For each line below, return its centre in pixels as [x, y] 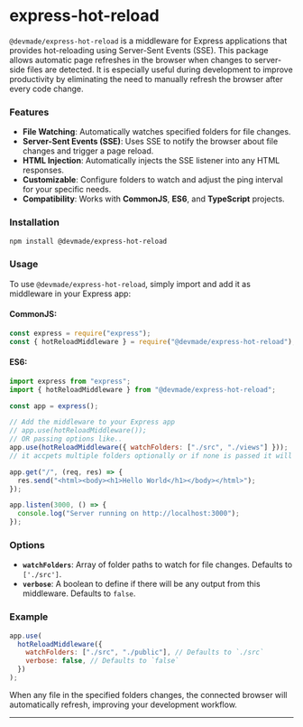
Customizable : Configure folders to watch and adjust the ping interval [153, 180]
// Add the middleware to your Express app [92, 422]
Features [29, 112]
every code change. [46, 89]
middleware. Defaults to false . [79, 593]
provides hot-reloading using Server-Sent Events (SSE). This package [139, 50]
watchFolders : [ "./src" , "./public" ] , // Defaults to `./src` [145, 652]
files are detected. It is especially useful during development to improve [160, 70]
